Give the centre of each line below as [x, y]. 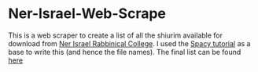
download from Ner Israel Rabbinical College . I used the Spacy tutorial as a [129, 43]
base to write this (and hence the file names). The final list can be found [125, 52]
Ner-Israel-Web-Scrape [87, 14]
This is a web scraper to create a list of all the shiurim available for [115, 35]
